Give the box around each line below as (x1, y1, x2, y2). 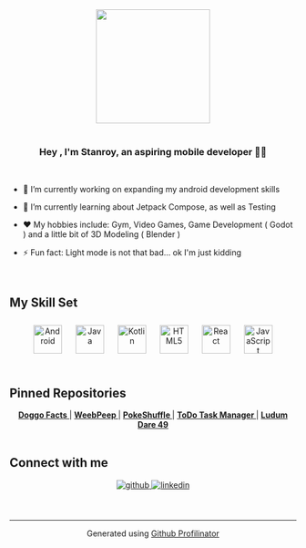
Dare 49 (138, 419, 168, 429)
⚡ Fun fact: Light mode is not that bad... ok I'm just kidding (22, 247, 242, 258)
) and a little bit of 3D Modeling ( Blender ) (22, 229, 180, 240)
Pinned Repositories (9, 385, 127, 400)
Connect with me (9, 455, 109, 470)
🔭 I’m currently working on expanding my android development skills (22, 184, 280, 195)
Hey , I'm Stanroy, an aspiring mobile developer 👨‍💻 (39, 145, 267, 158)
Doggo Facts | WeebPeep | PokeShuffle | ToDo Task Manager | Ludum (17, 409, 289, 420)
